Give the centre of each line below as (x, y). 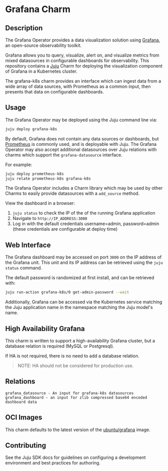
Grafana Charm (38, 9)
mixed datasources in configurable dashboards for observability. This (77, 61)
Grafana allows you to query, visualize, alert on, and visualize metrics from (82, 55)
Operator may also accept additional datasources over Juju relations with (81, 149)
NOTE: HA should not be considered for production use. (75, 365)
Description (24, 28)
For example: (19, 165)
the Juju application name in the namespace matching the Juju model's (79, 307)
